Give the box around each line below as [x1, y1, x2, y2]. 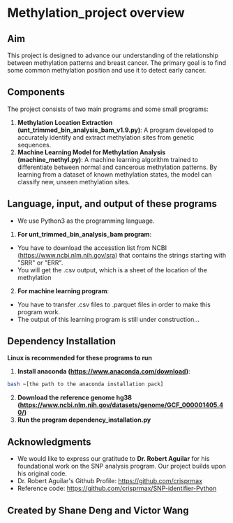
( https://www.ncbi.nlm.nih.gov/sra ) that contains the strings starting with [17, 251, 227, 259]
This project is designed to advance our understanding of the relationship [7, 51, 218, 59]
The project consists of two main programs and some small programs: [7, 105, 209, 113]
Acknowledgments [7, 436, 92, 448]
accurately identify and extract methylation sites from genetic [17, 133, 195, 141]
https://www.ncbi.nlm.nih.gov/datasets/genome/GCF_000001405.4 [20, 401, 224, 409]
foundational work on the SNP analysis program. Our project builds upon [17, 462, 227, 471]
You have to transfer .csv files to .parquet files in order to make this [17, 300, 211, 309]
